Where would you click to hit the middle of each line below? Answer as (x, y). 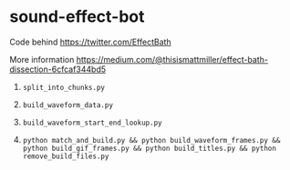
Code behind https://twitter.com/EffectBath (90, 42)
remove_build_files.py (66, 156)
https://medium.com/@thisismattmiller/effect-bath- (172, 59)
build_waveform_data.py (68, 105)
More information (42, 59)
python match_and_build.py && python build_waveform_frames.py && (151, 140)
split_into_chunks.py (63, 87)
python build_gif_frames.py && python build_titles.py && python (149, 148)
